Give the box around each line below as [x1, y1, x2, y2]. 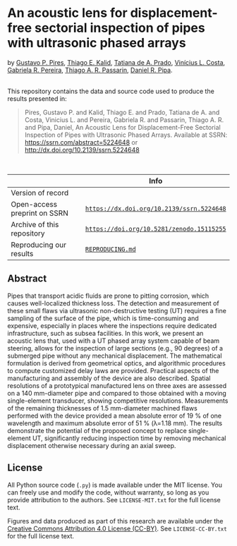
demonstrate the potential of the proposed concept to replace [7, 426, 187, 435]
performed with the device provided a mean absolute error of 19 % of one [7, 411, 222, 420]
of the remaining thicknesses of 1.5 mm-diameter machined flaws [7, 404, 197, 412]
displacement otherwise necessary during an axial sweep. [7, 441, 176, 449]
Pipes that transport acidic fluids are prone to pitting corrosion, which [7, 291, 209, 300]
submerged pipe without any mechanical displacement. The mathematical [7, 351, 222, 360]
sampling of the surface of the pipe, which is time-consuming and [7, 314, 199, 322]
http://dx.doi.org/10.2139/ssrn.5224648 [24, 145, 140, 154]
